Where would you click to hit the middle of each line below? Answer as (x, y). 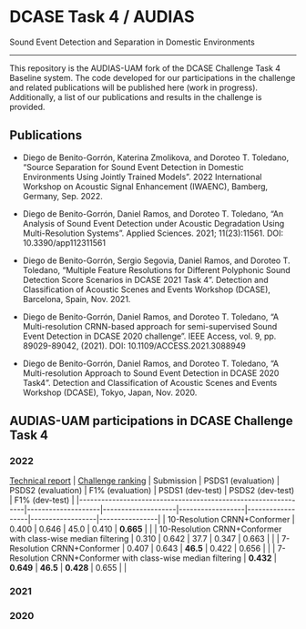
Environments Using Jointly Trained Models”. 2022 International (142, 177)
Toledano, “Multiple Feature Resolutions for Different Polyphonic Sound (157, 269)
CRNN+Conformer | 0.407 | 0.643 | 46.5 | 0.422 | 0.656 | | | (163, 549)
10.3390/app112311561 (64, 242)
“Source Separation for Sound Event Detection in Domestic (133, 167)
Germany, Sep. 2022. (62, 196)
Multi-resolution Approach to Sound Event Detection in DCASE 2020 (151, 373)
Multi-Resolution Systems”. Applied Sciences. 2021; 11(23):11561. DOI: (153, 233)
